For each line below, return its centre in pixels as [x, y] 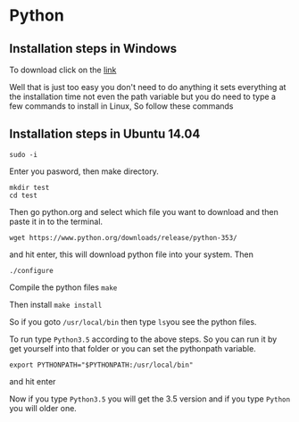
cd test [24, 195]
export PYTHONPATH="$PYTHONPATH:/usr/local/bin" [101, 365]
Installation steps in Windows [93, 49]
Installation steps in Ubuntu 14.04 [105, 134]
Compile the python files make [63, 287]
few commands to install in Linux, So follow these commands [121, 106]
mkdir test [29, 187]
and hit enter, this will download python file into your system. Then [132, 254]
